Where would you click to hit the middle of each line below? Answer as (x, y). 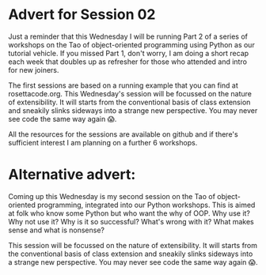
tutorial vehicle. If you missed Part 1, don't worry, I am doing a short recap (129, 53)
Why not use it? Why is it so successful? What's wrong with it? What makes (131, 221)
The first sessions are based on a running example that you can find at (123, 85)
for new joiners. (34, 70)
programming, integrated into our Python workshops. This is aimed (146, 205)
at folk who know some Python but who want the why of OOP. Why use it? (129, 213)
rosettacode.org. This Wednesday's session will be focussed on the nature (130, 93)
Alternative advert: (72, 175)
